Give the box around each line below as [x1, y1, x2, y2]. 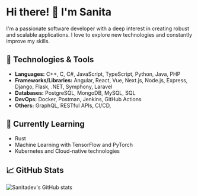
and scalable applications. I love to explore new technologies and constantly [6, 31, 193, 38]
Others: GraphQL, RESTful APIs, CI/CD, [14, 102, 111, 109]
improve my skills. [6, 37, 50, 44]
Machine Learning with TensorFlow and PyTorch [14, 141, 133, 148]
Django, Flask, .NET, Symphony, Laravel [14, 83, 113, 90]
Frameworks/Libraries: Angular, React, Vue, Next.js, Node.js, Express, [14, 76, 188, 83]
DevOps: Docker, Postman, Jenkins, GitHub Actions [14, 95, 142, 102]
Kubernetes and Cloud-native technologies [14, 147, 120, 155]
